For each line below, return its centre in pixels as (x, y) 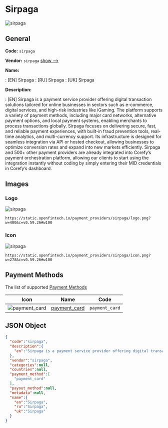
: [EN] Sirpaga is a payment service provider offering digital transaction (78, 99)
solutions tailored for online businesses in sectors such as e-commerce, (79, 104)
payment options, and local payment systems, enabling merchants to (76, 120)
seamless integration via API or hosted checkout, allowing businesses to (79, 141)
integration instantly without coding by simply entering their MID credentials (83, 163)
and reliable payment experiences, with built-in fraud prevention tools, (77, 131)
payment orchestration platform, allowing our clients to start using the (77, 157)
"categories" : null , (30, 365)
